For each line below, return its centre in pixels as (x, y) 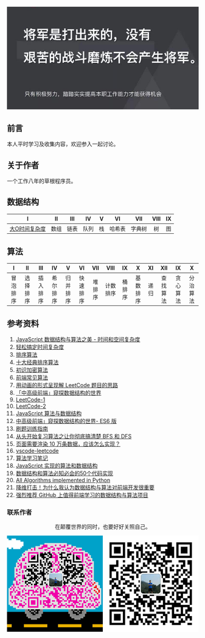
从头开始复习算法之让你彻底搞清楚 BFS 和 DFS (74, 436)
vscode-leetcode (37, 451)
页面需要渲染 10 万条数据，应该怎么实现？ (68, 444)
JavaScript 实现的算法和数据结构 (57, 466)
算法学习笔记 (32, 458)
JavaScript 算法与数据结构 (48, 413)
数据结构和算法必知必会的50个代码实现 (64, 473)
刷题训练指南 (32, 429)
